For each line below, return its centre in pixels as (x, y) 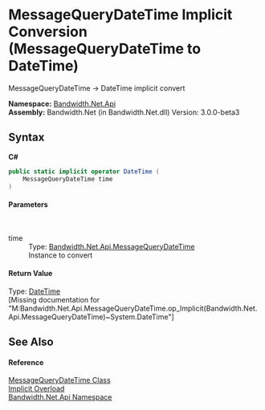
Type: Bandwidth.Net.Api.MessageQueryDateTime (112, 246)
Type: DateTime (35, 291)
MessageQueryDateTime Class (59, 380)
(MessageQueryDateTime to (105, 49)
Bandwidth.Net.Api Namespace (60, 397)
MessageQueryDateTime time (68, 179)
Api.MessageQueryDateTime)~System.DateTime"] (91, 317)
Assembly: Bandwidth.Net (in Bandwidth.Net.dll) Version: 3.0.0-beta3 (124, 112)
